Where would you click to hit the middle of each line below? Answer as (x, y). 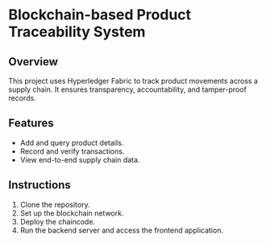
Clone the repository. (55, 204)
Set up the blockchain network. (72, 213)
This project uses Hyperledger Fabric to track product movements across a (133, 81)
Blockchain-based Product (100, 15)
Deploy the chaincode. (57, 221)
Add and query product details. (72, 142)
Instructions (39, 185)
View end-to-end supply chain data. (80, 159)
